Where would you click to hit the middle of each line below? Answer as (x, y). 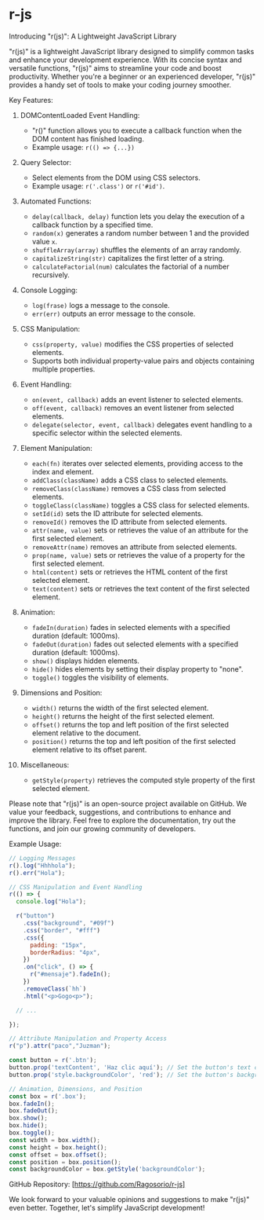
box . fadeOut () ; (34, 1111)
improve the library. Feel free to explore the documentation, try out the (122, 820)
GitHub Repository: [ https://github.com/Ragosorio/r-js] (97, 1185)
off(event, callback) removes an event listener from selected (133, 408)
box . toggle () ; (32, 1133)
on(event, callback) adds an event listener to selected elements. (137, 399)
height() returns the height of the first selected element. (123, 716)
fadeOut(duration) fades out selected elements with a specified (135, 644)
